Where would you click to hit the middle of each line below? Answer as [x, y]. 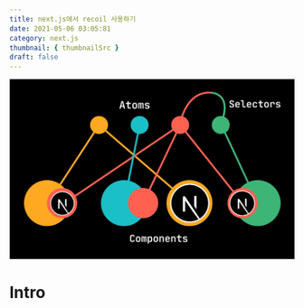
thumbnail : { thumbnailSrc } [64, 48]
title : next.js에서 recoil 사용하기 [73, 19]
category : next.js [44, 38]
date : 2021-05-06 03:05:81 [60, 28]
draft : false [34, 57]
